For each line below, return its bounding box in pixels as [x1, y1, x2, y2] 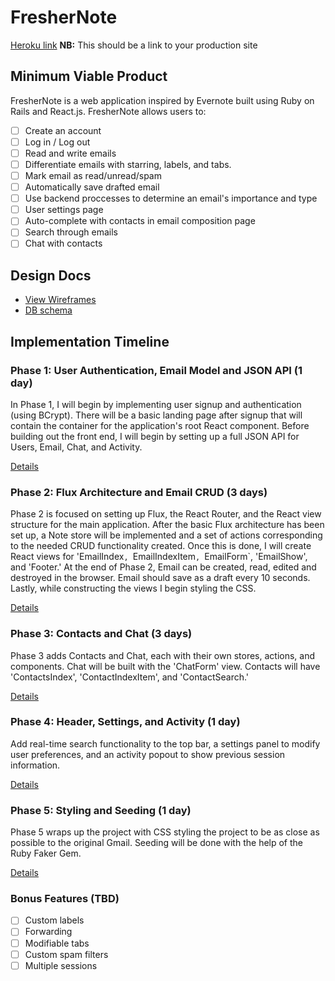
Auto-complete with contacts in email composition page [24, 215, 256, 227]
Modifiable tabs [24, 937, 90, 949]
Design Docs [10, 267, 92, 284]
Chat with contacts [24, 237, 103, 250]
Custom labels [24, 914, 85, 926]
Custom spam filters [24, 948, 109, 960]
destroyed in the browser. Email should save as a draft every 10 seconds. [10, 572, 311, 584]
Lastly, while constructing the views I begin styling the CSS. [10, 582, 257, 595]
